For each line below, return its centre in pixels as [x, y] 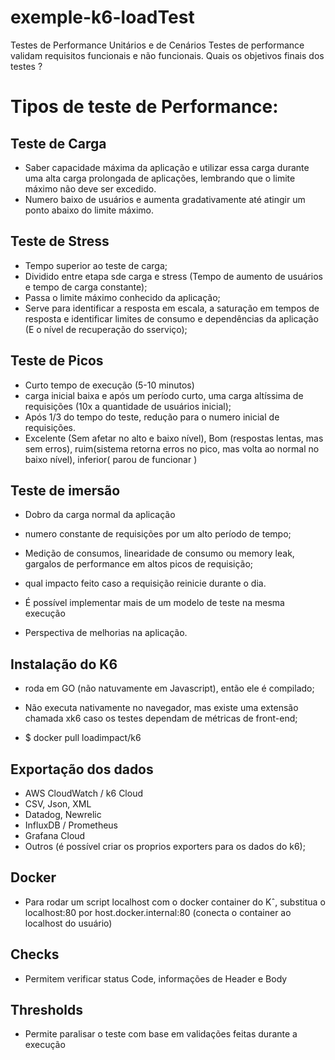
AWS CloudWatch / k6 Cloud [83, 793]
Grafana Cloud [55, 835]
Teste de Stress [60, 241]
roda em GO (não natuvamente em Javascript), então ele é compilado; [169, 688]
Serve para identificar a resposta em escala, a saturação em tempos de [172, 308]
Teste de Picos [57, 361]
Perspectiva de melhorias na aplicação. [106, 633]
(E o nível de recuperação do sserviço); [106, 329]
